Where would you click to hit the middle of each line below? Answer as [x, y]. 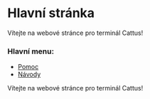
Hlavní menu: [31, 51]
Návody [29, 74]
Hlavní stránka [51, 13]
